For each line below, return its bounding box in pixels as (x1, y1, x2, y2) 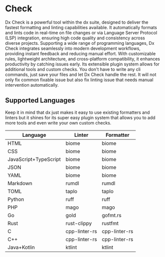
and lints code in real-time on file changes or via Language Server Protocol (5, 30, 158, 35)
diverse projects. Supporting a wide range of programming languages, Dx (5, 40, 155, 46)
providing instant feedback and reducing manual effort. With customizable (5, 50, 156, 57)
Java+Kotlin (7, 244, 35, 251)
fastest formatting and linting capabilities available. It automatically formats (5, 24, 157, 30)
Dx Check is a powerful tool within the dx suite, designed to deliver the (5, 19, 149, 25)
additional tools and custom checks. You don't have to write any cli (5, 66, 141, 72)
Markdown (7, 180, 33, 187)
